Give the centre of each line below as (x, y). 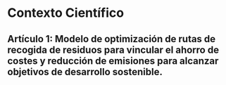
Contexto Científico (66, 13)
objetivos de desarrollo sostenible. (85, 72)
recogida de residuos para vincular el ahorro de (113, 50)
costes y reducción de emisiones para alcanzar (113, 61)
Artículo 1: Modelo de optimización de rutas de (112, 39)
